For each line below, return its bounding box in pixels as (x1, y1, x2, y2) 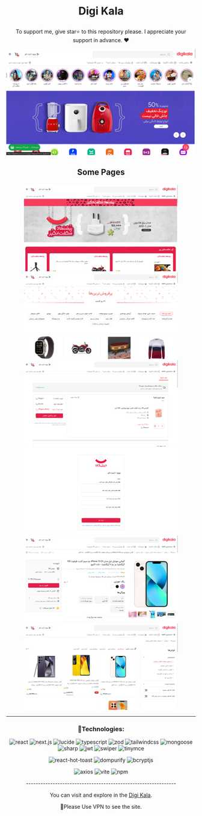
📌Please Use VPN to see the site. (60, 803, 142, 811)
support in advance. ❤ (73, 37, 129, 44)
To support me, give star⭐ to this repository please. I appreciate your (16, 28, 186, 36)
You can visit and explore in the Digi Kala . (50, 791, 152, 799)
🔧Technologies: (78, 725, 124, 733)
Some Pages (77, 167, 125, 177)
